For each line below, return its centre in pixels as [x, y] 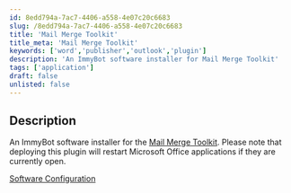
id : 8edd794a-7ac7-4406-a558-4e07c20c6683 [90, 18]
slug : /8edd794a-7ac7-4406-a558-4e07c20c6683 [96, 26]
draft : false [34, 76]
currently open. [38, 162]
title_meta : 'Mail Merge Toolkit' [74, 43]
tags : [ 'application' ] [52, 68]
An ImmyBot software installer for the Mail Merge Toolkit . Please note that [145, 142]
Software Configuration [53, 179]
